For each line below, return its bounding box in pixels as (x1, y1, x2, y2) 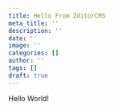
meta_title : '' (8, 19, 59, 27)
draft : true (8, 71, 48, 79)
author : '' (8, 57, 45, 65)
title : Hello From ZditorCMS (8, 11, 106, 20)
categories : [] (8, 49, 59, 57)
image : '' (8, 42, 42, 50)
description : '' (8, 26, 63, 35)
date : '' (8, 34, 38, 43)
